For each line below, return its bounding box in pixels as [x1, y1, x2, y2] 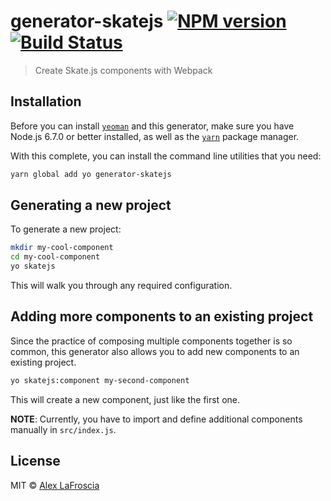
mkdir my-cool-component [10, 243, 114, 253]
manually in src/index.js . [10, 423, 117, 435]
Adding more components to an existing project [10, 308, 314, 325]
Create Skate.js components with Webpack [34, 64, 213, 76]
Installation [10, 93, 82, 110]
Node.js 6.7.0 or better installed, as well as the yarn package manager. [10, 130, 300, 142]
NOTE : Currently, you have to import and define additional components [10, 413, 303, 425]
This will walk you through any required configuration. [10, 280, 233, 292]
